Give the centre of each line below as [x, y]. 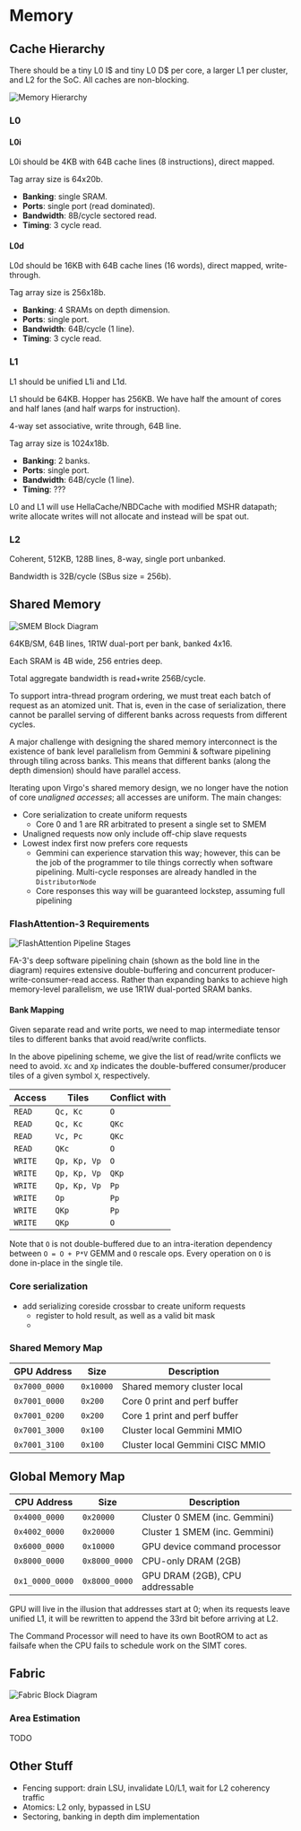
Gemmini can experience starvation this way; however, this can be [158, 853]
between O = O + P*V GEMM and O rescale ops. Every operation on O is [140, 1254]
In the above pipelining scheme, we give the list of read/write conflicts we [145, 1056]
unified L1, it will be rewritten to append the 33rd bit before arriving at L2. [144, 1618]
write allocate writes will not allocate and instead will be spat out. [129, 516]
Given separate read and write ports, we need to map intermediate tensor [145, 1029]
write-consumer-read [49, 980]
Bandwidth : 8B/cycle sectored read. [89, 215]
